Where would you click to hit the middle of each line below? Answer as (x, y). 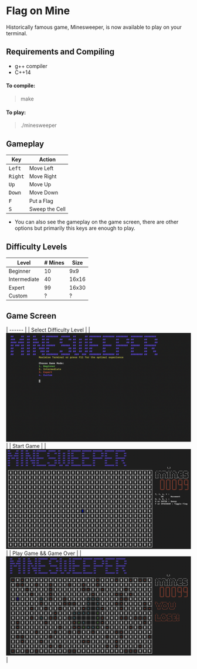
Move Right (43, 176)
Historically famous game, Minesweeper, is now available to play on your (94, 27)
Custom (18, 296)
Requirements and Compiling (60, 52)
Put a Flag (41, 200)
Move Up (40, 185)
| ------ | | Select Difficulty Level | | (48, 330)
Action (47, 159)
